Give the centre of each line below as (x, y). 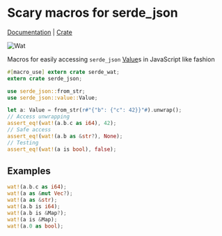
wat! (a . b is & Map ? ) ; (37, 213)
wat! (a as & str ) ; (32, 200)
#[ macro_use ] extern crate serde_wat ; (63, 72)
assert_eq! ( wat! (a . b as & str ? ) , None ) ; (65, 136)
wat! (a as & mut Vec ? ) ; (40, 193)
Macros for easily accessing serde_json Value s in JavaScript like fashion (111, 59)
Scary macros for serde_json (93, 13)
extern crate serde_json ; (45, 78)
